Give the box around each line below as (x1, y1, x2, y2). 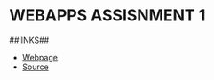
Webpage (21, 52, 58, 62)
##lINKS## (9, 35, 50, 45)
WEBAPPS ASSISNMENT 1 (9, 5, 206, 26)
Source (21, 61, 49, 72)
